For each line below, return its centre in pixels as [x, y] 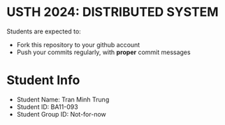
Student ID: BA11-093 [47, 107]
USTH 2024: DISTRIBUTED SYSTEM [112, 12]
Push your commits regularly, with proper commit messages [103, 52]
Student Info [43, 80]
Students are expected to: [44, 31]
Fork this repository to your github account [78, 44]
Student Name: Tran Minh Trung [63, 99]
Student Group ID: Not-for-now [61, 114]
